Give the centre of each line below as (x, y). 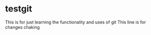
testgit (19, 9)
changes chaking (23, 27)
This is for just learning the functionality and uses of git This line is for (75, 22)
